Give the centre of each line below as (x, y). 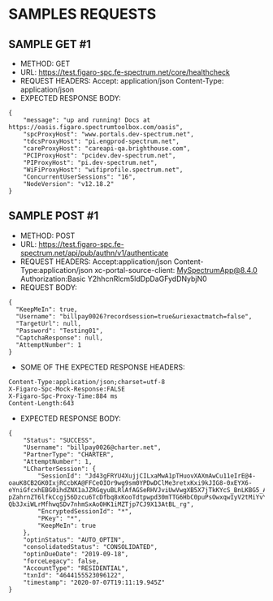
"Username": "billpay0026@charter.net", (92, 448)
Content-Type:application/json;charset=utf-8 (87, 382)
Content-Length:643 (41, 403)
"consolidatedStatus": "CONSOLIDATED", (91, 547)
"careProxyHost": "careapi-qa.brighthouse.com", (107, 149)
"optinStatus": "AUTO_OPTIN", (74, 540)
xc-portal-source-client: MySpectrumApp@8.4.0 (176, 270)
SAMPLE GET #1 (50, 44)
